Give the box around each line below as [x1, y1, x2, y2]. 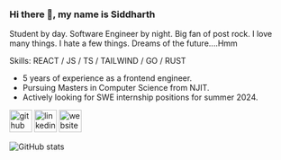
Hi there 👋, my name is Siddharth [9, 8, 156, 21]
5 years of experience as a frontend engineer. [22, 73, 193, 84]
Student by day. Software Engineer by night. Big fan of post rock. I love [9, 29, 273, 40]
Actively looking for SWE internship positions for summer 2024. [22, 92, 258, 102]
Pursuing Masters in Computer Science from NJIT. [22, 83, 210, 93]
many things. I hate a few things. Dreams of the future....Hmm [9, 38, 239, 49]
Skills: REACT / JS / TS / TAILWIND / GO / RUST [9, 56, 186, 67]
